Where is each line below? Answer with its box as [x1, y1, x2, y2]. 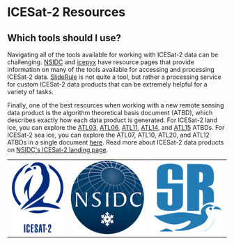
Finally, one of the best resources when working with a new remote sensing [7, 101, 224, 109]
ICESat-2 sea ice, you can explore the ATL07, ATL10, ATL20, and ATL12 [7, 131, 210, 139]
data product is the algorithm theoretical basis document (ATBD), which [7, 109, 213, 117]
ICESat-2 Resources [7, 4, 126, 20]
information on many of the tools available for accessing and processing [7, 66, 214, 73]
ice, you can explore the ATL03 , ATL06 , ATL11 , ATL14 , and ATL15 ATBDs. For [7, 124, 225, 131]
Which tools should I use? [7, 32, 122, 44]
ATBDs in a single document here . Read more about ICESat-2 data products [7, 138, 224, 147]
